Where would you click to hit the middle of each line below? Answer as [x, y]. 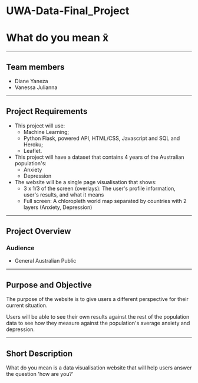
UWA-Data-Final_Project [68, 11]
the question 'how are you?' [40, 374]
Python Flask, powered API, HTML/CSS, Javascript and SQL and [102, 138]
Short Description [39, 353]
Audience [20, 248]
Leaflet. [33, 150]
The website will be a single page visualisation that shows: [86, 182]
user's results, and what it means [64, 194]
